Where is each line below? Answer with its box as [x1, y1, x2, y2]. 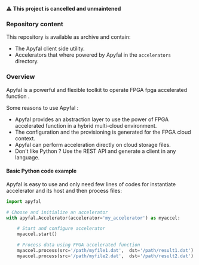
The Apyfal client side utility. [14, 45, 85, 53]
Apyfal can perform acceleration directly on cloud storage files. [14, 141, 172, 148]
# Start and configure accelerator [17, 226, 106, 232]
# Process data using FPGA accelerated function [17, 242, 140, 248]
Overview [6, 73, 35, 81]
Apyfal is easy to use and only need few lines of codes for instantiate [6, 180, 176, 187]
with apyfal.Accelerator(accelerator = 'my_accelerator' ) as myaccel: [6, 215, 180, 221]
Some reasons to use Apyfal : [6, 104, 79, 111]
